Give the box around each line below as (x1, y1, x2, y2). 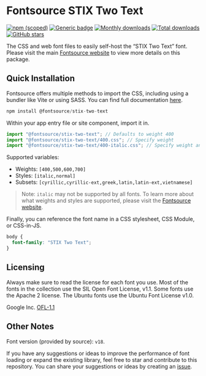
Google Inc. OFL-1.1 (6, 304, 55, 311)
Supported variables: (6, 154, 59, 161)
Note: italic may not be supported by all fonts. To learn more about (21, 190, 194, 198)
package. (6, 55, 30, 63)
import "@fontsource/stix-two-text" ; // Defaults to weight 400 (6, 131, 174, 137)
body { (6, 234, 23, 240)
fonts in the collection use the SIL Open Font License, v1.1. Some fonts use (6, 285, 194, 292)
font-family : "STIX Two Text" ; (12, 240, 92, 246)
